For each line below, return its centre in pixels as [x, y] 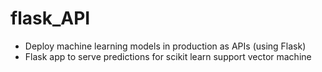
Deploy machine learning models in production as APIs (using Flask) [165, 46]
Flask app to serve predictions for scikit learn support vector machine [168, 56]
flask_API [50, 18]
